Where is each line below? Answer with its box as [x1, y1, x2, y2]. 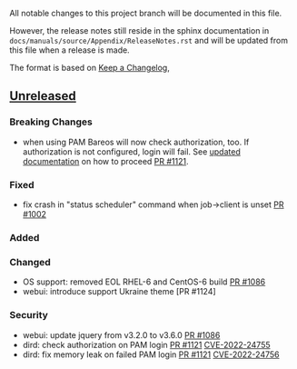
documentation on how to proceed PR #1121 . [22, 155, 189, 166]
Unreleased [9, 88, 77, 104]
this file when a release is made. [9, 45, 130, 55]
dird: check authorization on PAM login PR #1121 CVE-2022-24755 [22, 339, 271, 350]
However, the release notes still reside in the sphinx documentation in [9, 25, 270, 35]
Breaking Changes [9, 115, 94, 128]
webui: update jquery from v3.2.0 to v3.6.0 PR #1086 [22, 329, 221, 340]
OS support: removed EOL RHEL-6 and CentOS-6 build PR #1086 [22, 276, 266, 287]
